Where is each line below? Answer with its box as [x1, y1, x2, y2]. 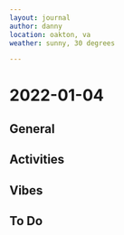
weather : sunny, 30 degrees [9, 38, 116, 48]
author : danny [9, 22, 63, 31]
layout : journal [9, 13, 71, 23]
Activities [9, 152, 65, 167]
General [9, 121, 56, 136]
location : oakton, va [9, 30, 91, 39]
